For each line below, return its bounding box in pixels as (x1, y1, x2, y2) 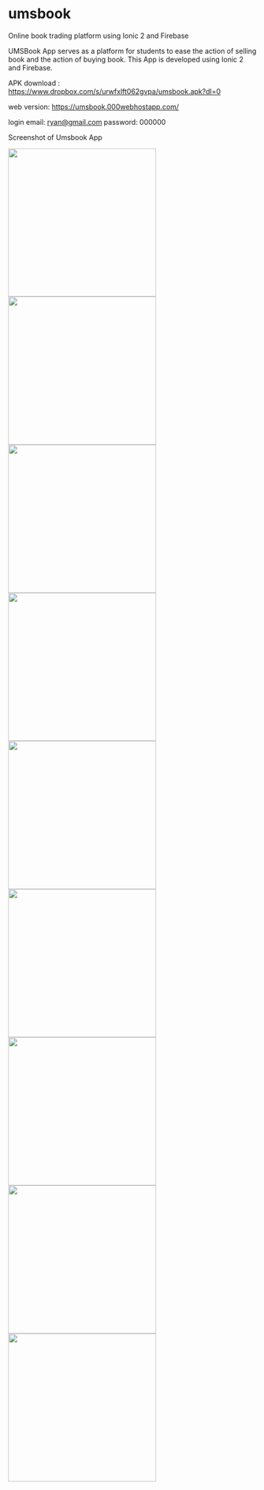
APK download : (8, 78, 61, 88)
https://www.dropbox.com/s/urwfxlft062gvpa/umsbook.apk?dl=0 (8, 86, 221, 96)
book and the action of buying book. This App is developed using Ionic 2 (8, 55, 244, 64)
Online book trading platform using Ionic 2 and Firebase (8, 31, 189, 40)
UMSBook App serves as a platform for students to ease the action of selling (8, 46, 257, 55)
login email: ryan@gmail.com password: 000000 (8, 117, 166, 126)
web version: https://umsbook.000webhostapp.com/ (8, 102, 180, 111)
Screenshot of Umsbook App (8, 132, 102, 142)
